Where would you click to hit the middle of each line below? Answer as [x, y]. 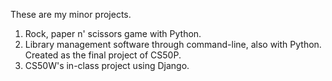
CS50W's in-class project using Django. [107, 65]
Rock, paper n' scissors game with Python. [113, 33]
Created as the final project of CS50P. [103, 55]
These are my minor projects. [71, 14]
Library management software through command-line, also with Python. [173, 44]
